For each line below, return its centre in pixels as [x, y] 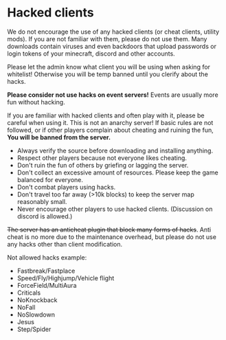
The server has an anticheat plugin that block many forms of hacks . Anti [109, 229]
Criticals [29, 293]
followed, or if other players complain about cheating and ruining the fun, [111, 130]
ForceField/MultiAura [47, 285]
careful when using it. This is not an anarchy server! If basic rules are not [110, 122]
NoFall [26, 307]
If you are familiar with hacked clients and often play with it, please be [106, 115]
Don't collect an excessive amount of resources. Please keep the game [117, 172]
